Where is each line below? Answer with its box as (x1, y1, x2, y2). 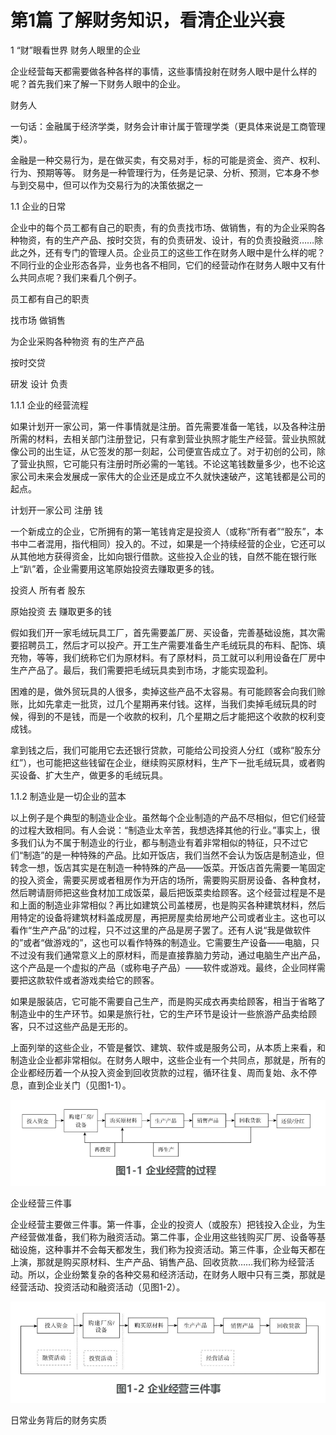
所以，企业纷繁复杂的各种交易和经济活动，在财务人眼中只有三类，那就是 (27, 1269, 326, 1281)
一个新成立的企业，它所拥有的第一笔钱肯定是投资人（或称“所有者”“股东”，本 (10, 525, 324, 537)
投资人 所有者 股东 (10, 584, 86, 596)
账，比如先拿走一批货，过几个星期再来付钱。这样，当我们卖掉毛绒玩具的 (10, 697, 308, 710)
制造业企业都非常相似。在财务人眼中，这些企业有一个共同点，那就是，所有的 (10, 1054, 326, 1066)
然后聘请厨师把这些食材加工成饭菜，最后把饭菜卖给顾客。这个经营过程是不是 (10, 886, 326, 898)
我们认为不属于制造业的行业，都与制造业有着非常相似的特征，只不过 (18, 836, 300, 848)
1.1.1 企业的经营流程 (10, 399, 89, 411)
